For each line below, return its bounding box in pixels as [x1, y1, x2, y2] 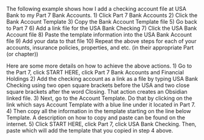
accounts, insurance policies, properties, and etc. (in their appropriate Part [6, 44, 194, 51]
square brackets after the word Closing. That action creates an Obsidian [6, 88, 188, 95]
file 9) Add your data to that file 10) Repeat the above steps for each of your [6, 38, 197, 44]
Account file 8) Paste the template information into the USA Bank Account [6, 31, 192, 38]
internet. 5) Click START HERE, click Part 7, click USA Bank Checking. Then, [6, 121, 197, 127]
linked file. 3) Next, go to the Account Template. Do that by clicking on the [6, 94, 192, 102]
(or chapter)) [6, 51, 38, 57]
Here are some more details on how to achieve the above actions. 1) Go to [6, 62, 192, 69]
